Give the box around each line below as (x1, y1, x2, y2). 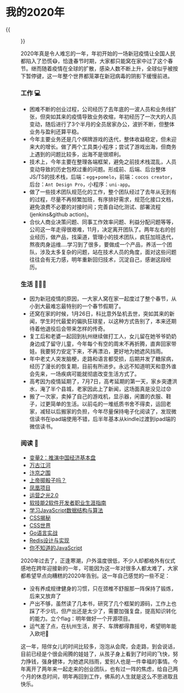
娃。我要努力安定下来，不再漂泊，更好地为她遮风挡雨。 (29, 347, 166, 355)
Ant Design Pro (45, 182, 83, 188)
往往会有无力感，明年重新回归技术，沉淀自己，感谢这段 (29, 256, 166, 263)
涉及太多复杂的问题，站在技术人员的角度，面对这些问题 (40, 248, 177, 256)
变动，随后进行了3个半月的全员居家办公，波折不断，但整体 (29, 121, 175, 128)
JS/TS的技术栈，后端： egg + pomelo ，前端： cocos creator (29, 173, 170, 180)
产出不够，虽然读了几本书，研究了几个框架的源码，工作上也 (29, 600, 177, 607)
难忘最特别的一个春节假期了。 (50, 302, 124, 310)
